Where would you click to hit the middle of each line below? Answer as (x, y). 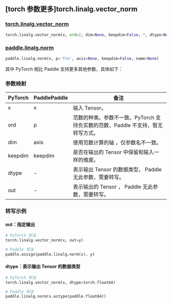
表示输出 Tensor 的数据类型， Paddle (117, 170)
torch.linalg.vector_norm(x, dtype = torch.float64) (60, 282)
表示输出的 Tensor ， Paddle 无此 (113, 187)
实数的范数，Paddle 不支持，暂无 (123, 126)
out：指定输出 (20, 224)
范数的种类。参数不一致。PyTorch (114, 118)
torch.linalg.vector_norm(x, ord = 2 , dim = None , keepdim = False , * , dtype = (84, 35)
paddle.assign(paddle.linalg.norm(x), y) (50, 254)
